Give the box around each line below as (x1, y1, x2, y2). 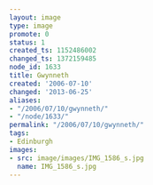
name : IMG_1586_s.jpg (17, 162, 97, 171)
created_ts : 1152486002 (9, 46, 97, 55)
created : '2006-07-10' (9, 79, 93, 88)
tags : (9, 129, 29, 138)
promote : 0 (9, 29, 50, 38)
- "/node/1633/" (9, 112, 69, 121)
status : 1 (9, 37, 46, 47)
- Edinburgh (9, 137, 53, 146)
